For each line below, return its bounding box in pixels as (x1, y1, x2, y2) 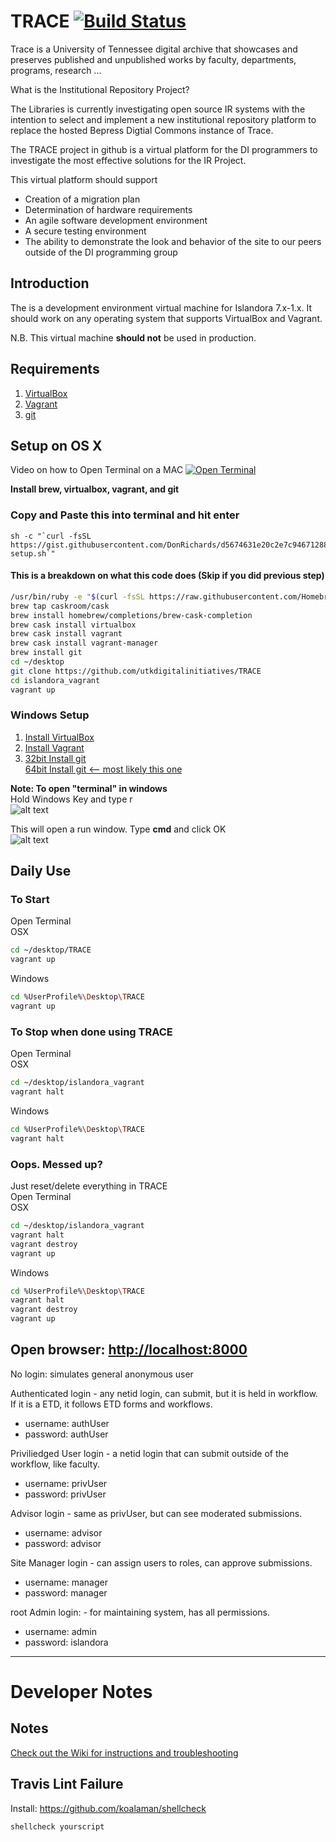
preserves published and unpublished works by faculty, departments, (10, 53, 297, 65)
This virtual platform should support (10, 173, 158, 185)
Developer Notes (10, 1681, 153, 1704)
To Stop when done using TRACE (10, 1025, 173, 1039)
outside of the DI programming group (24, 246, 178, 258)
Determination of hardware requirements (24, 203, 193, 215)
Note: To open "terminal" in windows (10, 782, 168, 794)
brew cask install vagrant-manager (10, 638, 159, 649)
